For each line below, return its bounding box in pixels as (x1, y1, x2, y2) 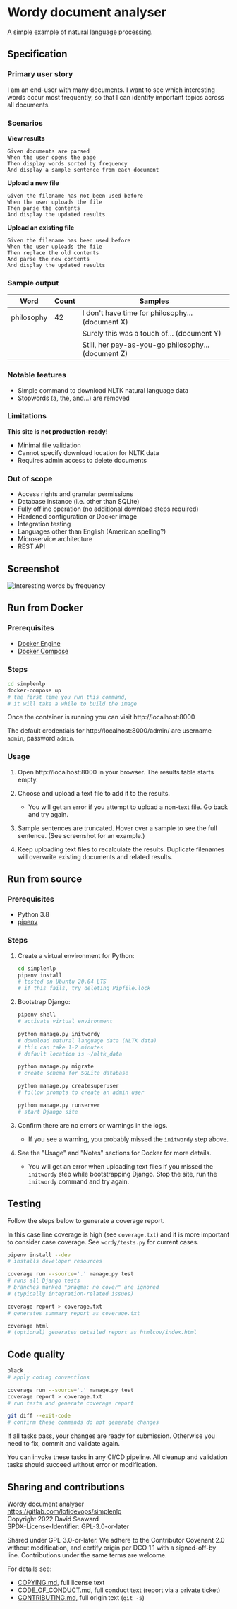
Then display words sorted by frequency (7, 160, 128, 167)
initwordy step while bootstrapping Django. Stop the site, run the (28, 1169, 217, 1178)
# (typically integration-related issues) (7, 1290, 134, 1297)
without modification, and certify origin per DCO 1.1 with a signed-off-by (7, 1543, 217, 1552)
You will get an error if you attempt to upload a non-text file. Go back (28, 803, 228, 811)
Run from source (7, 873, 83, 885)
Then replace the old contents (7, 249, 99, 257)
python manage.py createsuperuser (17, 1083, 119, 1090)
